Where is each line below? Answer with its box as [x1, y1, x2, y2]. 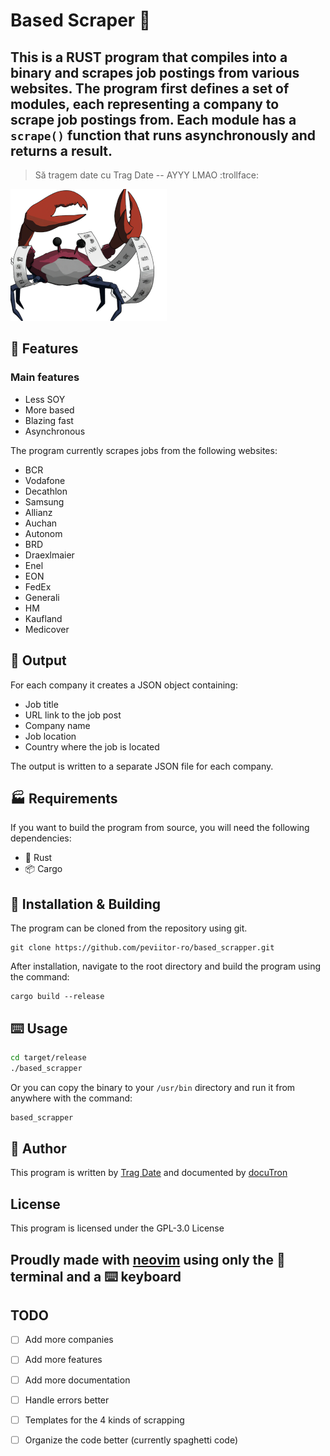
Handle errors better [24, 1394, 110, 1406]
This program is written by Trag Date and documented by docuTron [10, 1167, 288, 1179]
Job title [24, 698, 59, 710]
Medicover [24, 623, 70, 635]
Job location [24, 730, 77, 742]
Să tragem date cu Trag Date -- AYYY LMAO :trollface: [34, 169, 259, 181]
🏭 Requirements [10, 790, 118, 807]
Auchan [24, 517, 58, 529]
